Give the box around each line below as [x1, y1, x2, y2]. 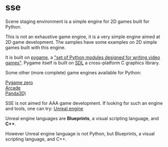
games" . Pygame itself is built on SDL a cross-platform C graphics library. [5, 60, 160, 66]
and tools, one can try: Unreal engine [5, 105, 83, 111]
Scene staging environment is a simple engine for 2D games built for [5, 18, 150, 24]
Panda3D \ [5, 90, 27, 96]
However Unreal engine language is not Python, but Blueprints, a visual [5, 130, 155, 136]
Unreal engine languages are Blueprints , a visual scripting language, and [5, 115, 159, 121]
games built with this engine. [5, 44, 66, 50]
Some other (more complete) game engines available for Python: [5, 69, 141, 75]
